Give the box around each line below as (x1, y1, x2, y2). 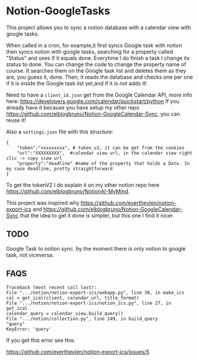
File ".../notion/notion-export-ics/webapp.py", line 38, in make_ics (6, 290, 185, 295)
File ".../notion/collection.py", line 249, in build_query (6, 316, 159, 322)
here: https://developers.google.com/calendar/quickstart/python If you (6, 97, 179, 105)
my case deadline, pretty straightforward (6, 166, 113, 172)
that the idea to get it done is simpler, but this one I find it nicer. (20, 211, 174, 219)
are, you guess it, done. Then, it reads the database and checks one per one (6, 73, 193, 80)
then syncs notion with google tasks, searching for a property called (6, 48, 173, 55)
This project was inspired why (6, 199, 80, 206)
